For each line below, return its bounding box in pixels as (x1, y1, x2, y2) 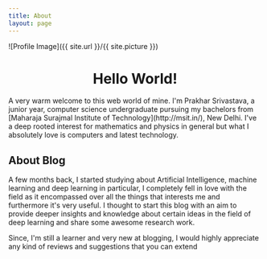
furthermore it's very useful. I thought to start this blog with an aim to (8, 200, 237, 210)
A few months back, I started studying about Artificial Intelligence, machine (8, 175, 257, 185)
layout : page (8, 19, 52, 27)
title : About (8, 11, 52, 20)
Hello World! (92, 69, 178, 88)
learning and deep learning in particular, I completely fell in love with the (8, 183, 248, 193)
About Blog (8, 154, 66, 167)
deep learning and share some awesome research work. (8, 218, 195, 228)
